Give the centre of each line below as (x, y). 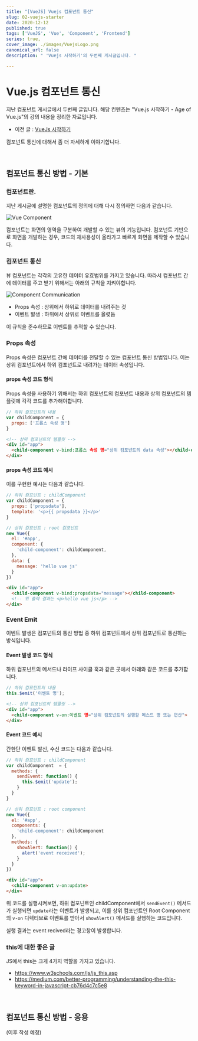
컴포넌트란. (21, 191)
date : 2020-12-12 (27, 22)
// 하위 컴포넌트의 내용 (31, 412)
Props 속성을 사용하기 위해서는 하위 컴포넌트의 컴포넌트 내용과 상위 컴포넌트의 (96, 394)
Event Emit (22, 619)
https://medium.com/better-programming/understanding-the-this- (95, 979)
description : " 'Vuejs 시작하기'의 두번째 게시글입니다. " (71, 56)
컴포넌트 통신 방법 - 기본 (47, 173)
